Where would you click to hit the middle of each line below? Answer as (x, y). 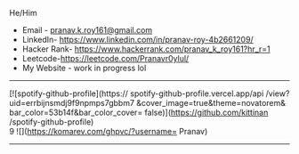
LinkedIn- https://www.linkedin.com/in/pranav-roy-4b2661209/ (137, 40)
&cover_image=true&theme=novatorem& (211, 103)
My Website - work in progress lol (84, 68)
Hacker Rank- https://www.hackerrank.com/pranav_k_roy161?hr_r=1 (146, 49)
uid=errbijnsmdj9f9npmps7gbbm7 (72, 103)
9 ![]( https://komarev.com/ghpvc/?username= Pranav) (109, 131)
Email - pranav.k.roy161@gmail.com (87, 30)
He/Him (23, 13)
